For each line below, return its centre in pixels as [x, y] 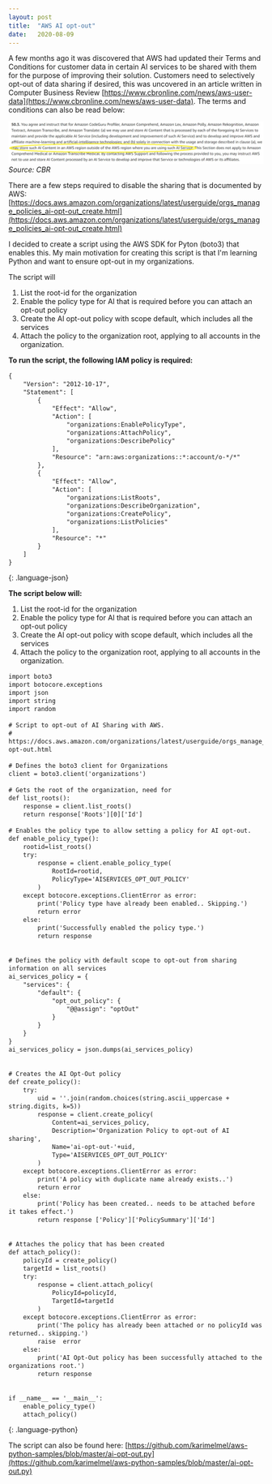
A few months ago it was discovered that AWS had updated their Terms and [135, 58]
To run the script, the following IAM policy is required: [100, 360]
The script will [32, 277]
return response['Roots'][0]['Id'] [83, 815]
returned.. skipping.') [49, 1334]
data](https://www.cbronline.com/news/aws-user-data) [101, 101]
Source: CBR [30, 169]
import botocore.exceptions [56, 685]
